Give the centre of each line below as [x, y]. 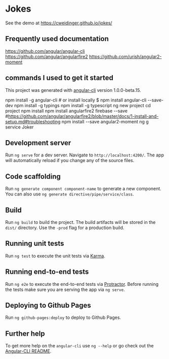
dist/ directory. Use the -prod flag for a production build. [65, 227]
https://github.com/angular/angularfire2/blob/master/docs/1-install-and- [83, 116]
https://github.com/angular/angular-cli [45, 51]
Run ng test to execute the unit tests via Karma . [55, 256]
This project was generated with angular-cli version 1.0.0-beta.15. [73, 90]
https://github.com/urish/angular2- [125, 56]
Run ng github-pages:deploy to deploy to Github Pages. [63, 317]
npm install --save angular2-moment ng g [105, 121]
